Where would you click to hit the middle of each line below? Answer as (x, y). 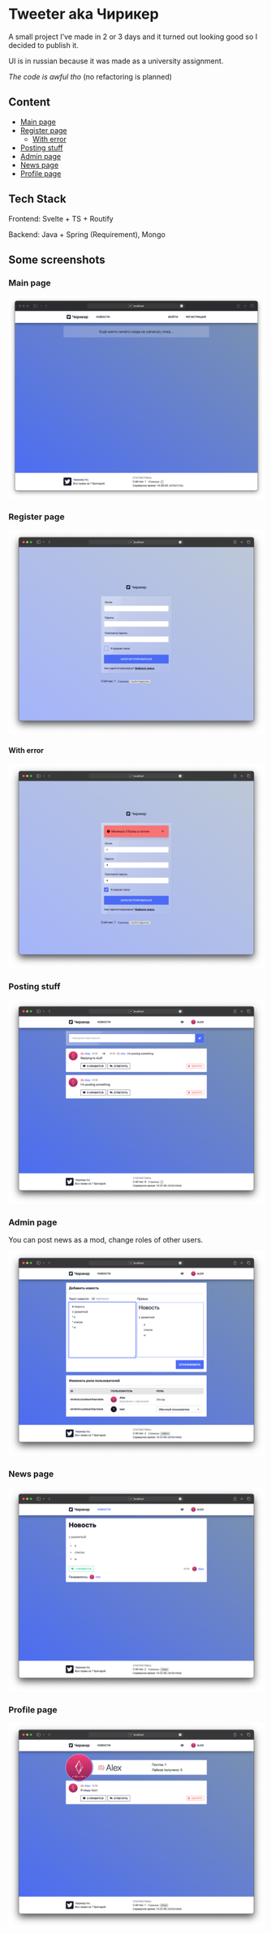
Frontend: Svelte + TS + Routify (61, 218)
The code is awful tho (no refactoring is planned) (90, 76)
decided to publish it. (43, 45)
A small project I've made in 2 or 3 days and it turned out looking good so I (133, 37)
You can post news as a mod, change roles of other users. (106, 1240)
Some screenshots (57, 259)
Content (30, 102)
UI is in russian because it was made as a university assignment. (116, 61)
